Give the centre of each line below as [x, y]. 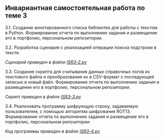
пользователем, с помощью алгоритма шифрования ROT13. [68, 111]
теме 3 [16, 16]
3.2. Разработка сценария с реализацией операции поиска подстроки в [81, 47]
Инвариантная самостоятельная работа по [75, 8]
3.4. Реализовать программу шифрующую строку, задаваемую [72, 106]
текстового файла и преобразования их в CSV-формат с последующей [80, 77]
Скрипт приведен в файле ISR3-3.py [43, 96]
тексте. [13, 52]
